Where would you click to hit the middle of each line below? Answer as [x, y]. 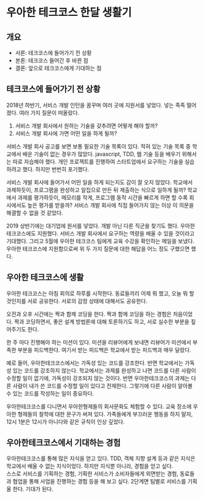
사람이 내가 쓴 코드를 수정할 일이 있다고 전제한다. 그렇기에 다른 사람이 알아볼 [103, 386]
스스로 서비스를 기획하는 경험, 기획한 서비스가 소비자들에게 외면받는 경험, [92, 474]
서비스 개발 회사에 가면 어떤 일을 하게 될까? [66, 133]
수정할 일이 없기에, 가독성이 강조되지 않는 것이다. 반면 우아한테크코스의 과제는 [98, 378]
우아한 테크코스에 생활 [45, 278]
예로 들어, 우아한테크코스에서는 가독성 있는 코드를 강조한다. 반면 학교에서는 [95, 363]
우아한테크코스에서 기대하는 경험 [63, 443]
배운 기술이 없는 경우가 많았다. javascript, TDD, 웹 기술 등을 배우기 [101, 154]
